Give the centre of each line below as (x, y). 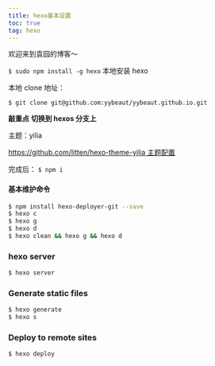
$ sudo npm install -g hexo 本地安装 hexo (78, 71)
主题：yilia (25, 135)
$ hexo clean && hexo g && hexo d (65, 236)
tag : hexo (25, 30)
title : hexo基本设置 (40, 16)
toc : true (25, 23)
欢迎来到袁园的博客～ (43, 54)
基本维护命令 (29, 189)
